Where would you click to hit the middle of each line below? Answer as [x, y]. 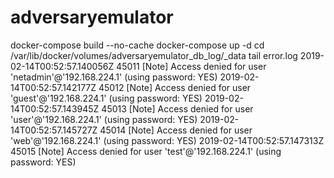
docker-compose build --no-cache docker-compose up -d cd [137, 45]
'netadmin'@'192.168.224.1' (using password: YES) [114, 77]
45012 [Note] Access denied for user [175, 87]
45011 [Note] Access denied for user [191, 66]
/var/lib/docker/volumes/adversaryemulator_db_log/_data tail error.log [154, 55]
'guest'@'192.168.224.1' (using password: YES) [106, 98]
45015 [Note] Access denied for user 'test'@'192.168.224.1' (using [146, 151]
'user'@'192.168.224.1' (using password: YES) [104, 119]
